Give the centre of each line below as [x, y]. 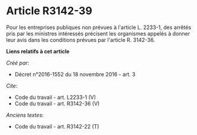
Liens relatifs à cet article [38, 51]
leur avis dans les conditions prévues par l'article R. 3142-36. [81, 40]
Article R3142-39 [49, 11]
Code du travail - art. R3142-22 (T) [57, 126]
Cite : [12, 86]
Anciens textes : [25, 115]
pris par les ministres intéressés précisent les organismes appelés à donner [98, 33]
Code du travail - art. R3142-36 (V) [57, 103]
